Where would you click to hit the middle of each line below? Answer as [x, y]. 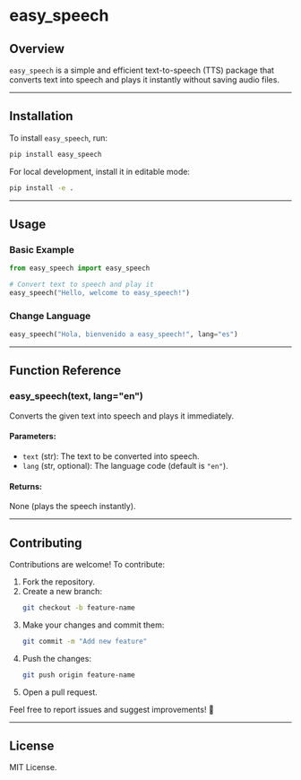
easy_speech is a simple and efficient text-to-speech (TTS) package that [142, 70]
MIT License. [33, 767]
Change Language [50, 316]
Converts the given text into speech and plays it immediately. [122, 416]
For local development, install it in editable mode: [100, 171]
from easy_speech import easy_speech [80, 269]
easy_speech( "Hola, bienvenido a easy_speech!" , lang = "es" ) [124, 334]
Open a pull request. [60, 692]
